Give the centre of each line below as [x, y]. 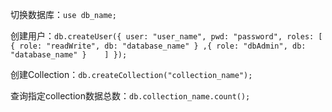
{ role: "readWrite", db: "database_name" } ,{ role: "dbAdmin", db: [158, 46]
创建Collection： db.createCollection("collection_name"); [131, 74]
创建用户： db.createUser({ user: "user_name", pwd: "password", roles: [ [166, 36]
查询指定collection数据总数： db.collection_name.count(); [130, 96]
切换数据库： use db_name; [63, 14]
